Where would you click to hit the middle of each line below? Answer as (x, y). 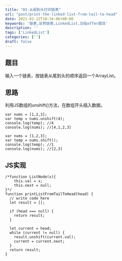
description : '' (22, 28)
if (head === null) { (32, 211)
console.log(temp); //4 (30, 123)
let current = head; (30, 229)
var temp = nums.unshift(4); (35, 119)
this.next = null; (33, 186)
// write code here (30, 199)
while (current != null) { (37, 233)
